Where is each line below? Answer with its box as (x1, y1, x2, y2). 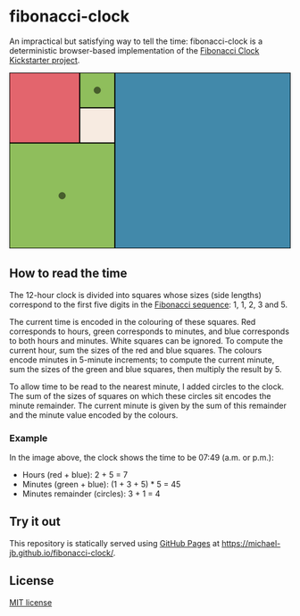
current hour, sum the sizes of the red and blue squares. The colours (9, 345, 262, 355)
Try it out (9, 514, 61, 529)
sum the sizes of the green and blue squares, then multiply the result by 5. (9, 363, 283, 374)
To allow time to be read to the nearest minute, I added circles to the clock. (9, 381, 284, 392)
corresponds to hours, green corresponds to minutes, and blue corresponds (9, 326, 290, 337)
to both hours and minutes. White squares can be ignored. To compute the (9, 335, 284, 345)
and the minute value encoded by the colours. (9, 409, 179, 420)
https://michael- (221, 537, 281, 548)
